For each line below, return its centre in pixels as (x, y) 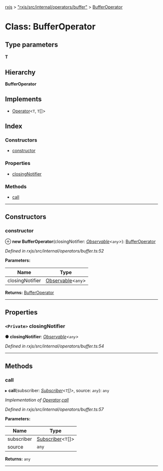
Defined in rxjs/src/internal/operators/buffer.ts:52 (55, 251)
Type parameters (32, 45)
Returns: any (18, 459)
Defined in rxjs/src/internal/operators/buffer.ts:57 (54, 409)
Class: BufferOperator (50, 27)
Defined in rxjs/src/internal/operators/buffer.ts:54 (55, 346)
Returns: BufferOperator (30, 292)
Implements (24, 99)
